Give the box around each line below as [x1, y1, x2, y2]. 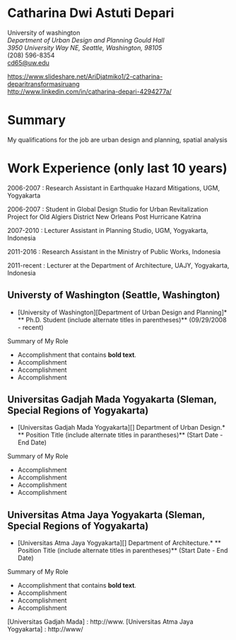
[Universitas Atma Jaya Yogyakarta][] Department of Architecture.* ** [17, 539, 221, 547]
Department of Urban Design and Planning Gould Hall [7, 35, 165, 44]
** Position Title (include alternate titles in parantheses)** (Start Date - [17, 430, 223, 440]
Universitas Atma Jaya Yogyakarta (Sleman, [7, 508, 206, 521]
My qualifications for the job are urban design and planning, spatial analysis [7, 135, 228, 144]
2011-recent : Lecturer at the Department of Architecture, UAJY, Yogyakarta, [7, 261, 230, 270]
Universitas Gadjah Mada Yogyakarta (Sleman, [7, 394, 217, 406]
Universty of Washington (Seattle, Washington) [7, 289, 220, 302]
